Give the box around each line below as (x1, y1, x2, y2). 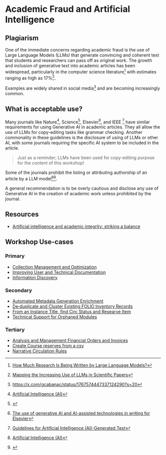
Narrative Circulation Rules (12, 348, 67, 354)
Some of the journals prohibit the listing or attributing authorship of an (5, 170, 147, 175)
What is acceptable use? (5, 105, 83, 114)
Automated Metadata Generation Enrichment (12, 298, 104, 304)
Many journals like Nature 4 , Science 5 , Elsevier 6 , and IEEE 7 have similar (5, 118, 150, 125)
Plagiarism (5, 34, 39, 42)
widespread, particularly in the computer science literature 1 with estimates (5, 68, 157, 75)
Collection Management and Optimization (12, 264, 97, 270)
